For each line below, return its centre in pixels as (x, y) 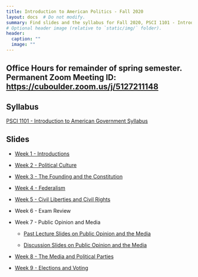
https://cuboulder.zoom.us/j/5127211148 (82, 87)
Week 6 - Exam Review (43, 210)
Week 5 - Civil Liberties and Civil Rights (62, 199)
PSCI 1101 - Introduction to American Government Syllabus (77, 121)
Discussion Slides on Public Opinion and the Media (85, 245)
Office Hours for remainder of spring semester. (94, 68)
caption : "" (26, 39)
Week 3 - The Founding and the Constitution (68, 176)
